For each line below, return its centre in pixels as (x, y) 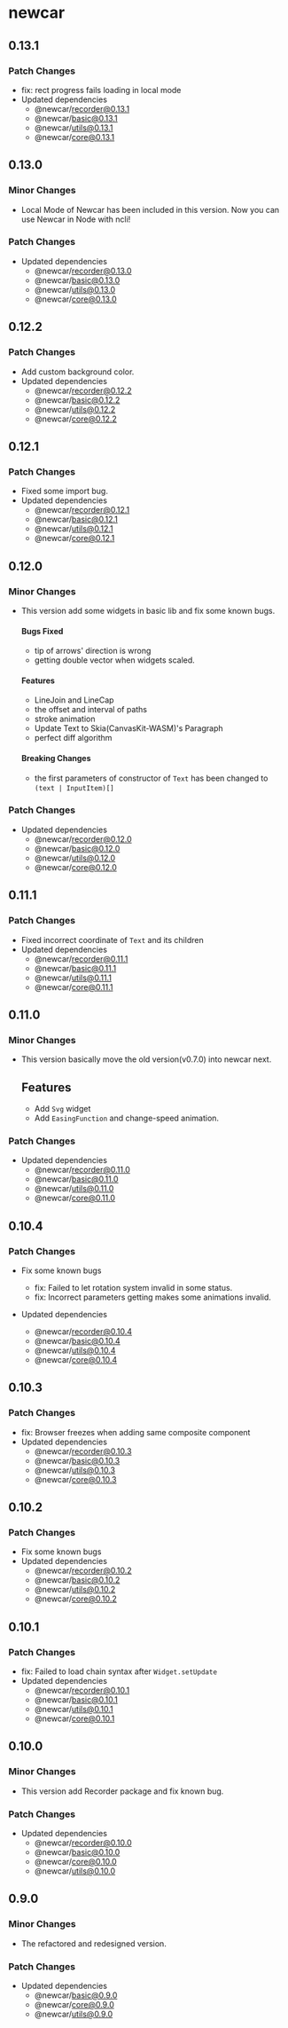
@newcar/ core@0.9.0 (74, 2005)
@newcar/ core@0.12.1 (74, 538)
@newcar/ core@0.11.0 (75, 1198)
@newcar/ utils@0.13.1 (74, 128)
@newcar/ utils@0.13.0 (75, 289)
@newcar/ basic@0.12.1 (76, 519)
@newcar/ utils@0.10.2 (75, 1590)
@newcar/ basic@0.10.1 (76, 1700)
